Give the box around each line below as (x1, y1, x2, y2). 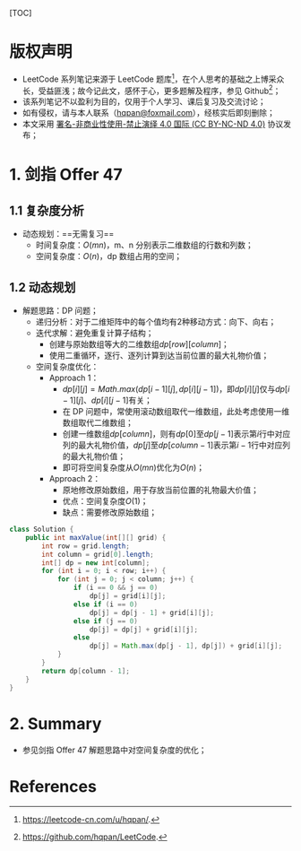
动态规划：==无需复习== (21, 229, 115, 239)
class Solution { (9, 525, 74, 534)
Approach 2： (48, 473, 101, 484)
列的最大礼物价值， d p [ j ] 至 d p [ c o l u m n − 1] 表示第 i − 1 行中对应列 (62, 439, 291, 451)
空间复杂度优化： (35, 361, 99, 372)
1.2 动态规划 (9, 280, 76, 295)
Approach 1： (48, 372, 99, 384)
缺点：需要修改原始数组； (62, 507, 158, 518)
